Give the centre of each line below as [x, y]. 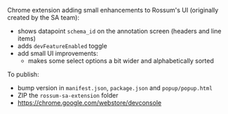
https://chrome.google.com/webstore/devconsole [89, 103]
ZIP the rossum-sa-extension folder [68, 95]
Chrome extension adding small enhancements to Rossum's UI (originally [113, 10]
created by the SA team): [43, 17]
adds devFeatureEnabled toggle [62, 46]
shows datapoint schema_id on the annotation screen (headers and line [119, 31]
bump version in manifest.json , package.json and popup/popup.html [115, 88]
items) [27, 38]
